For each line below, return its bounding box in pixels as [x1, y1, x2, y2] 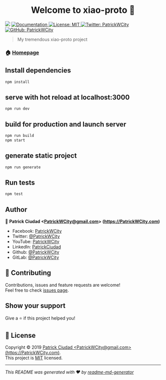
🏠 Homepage [5, 49, 40, 56]
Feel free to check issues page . [5, 287, 69, 293]
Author [5, 205, 27, 214]
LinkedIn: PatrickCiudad [12, 244, 61, 250]
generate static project [5, 151, 77, 160]
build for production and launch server [5, 120, 126, 128]
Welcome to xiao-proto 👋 [31, 4, 135, 16]
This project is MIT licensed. [5, 355, 63, 361]
